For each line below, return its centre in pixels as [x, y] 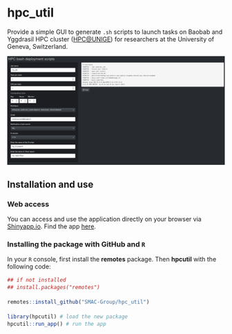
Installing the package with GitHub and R [76, 244]
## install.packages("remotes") [54, 288]
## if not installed [37, 280]
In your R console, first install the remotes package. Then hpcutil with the [112, 259]
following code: [29, 266]
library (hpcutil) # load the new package [68, 316]
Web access [28, 204]
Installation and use [50, 184]
